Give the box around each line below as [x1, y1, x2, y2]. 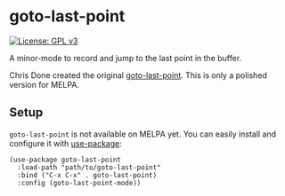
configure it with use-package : [9, 137, 122, 148]
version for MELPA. [9, 79, 80, 90]
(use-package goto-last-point [9, 155, 122, 164]
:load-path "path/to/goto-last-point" [17, 162, 162, 172]
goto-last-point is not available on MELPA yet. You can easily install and [9, 129, 277, 139]
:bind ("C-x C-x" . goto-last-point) [17, 170, 158, 179]
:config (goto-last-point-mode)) [17, 178, 142, 187]
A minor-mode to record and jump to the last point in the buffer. [9, 52, 242, 63]
